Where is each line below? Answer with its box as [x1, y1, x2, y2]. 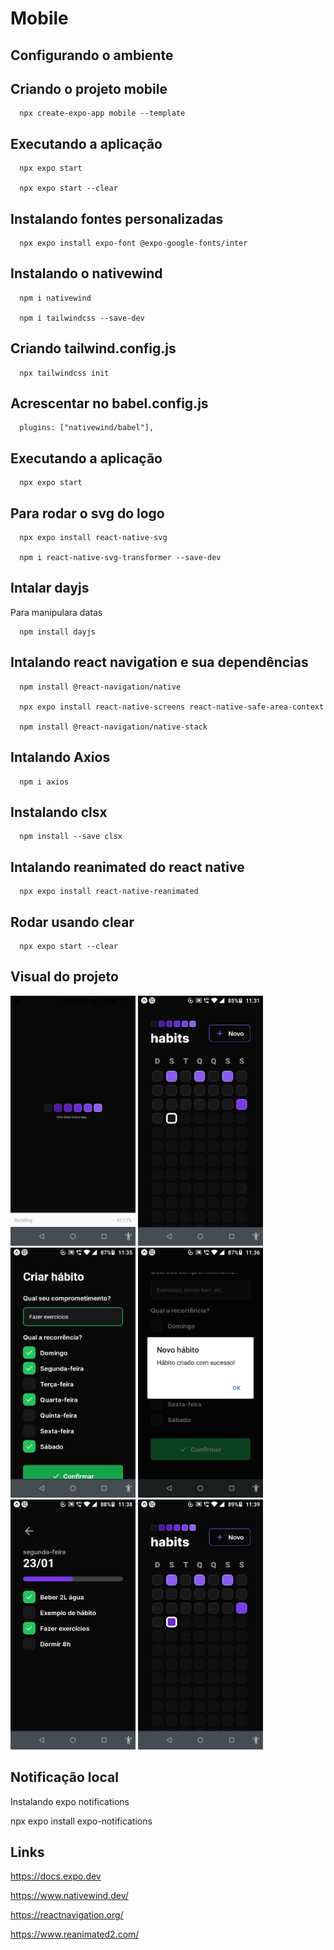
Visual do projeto [10, 968, 119, 986]
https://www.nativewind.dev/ [10, 1890, 129, 1902]
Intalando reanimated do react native [10, 858, 245, 876]
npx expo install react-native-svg [19, 533, 168, 543]
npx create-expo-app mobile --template [19, 108, 186, 119]
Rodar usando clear [10, 913, 135, 931]
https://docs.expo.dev [10, 1870, 102, 1882]
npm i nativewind [19, 293, 92, 303]
